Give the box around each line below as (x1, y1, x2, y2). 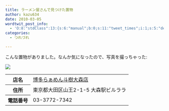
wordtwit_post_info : (5, 21, 49, 26)
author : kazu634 (5, 12, 39, 17)
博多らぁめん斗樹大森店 (33, 76, 89, 83)
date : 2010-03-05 (5, 16, 42, 21)
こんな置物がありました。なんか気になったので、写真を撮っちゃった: (5, 53, 147, 60)
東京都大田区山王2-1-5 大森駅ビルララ (33, 86, 127, 93)
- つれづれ (10, 35, 29, 40)
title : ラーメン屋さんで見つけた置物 (5, 7, 73, 12)
